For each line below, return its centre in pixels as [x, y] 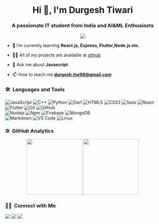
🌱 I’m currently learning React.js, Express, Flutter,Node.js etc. [76, 45]
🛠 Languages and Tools [35, 90]
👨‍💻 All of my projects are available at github [56, 55]
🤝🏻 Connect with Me [31, 206]
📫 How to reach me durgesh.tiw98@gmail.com [62, 75]
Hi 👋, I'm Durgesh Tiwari [83, 10]
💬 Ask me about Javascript [40, 65]
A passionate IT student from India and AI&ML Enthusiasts [83, 26]
